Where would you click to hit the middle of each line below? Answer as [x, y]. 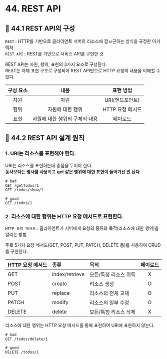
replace [61, 293]
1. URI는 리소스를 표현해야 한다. [40, 154]
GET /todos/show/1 [24, 190]
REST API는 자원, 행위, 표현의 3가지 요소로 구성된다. [56, 64]
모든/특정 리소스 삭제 [112, 312]
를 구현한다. [17, 251]
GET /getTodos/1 [22, 185]
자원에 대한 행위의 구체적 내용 [65, 119]
